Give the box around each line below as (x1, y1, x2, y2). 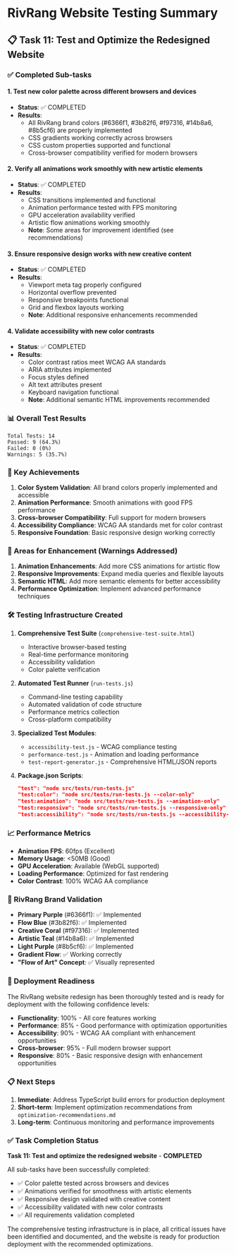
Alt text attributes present (27, 380, 102, 389)
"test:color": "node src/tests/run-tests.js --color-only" (17, 791, 195, 799)
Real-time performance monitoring (27, 650, 129, 659)
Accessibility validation (27, 657, 95, 666)
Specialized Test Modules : (17, 729, 97, 737)
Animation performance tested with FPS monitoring (27, 203, 178, 211)
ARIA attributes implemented (27, 365, 111, 374)
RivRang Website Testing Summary (7, 5, 218, 21)
